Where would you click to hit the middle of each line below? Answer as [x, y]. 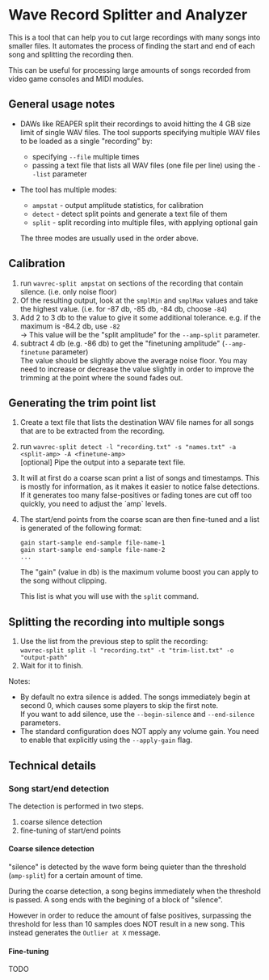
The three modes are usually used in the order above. [109, 238]
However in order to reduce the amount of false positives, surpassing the [130, 915]
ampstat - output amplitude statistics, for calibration [118, 205]
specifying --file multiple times [86, 156]
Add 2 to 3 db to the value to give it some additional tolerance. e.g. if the [140, 317]
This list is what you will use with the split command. [109, 596]
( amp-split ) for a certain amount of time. [76, 876]
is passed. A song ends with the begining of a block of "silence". [116, 900]
